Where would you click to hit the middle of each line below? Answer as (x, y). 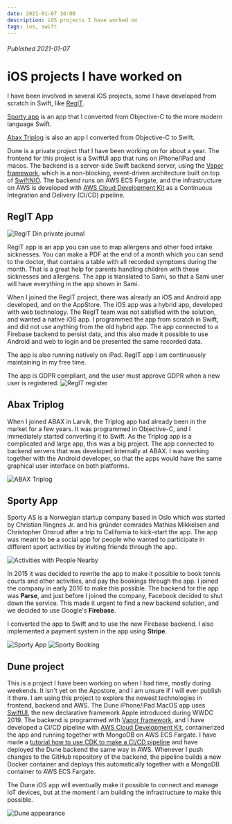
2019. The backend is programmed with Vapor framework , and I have (106, 720)
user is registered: (33, 383)
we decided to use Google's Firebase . (62, 611)
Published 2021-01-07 (39, 49)
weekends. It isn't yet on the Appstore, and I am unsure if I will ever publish (114, 691)
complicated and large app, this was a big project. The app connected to (111, 444)
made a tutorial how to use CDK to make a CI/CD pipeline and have (102, 742)
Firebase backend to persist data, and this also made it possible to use (108, 334)
